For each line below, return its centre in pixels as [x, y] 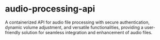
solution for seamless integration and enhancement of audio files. [87, 32]
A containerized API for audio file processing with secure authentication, [77, 22]
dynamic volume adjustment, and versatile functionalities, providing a [74, 27]
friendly [13, 32]
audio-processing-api [50, 9]
